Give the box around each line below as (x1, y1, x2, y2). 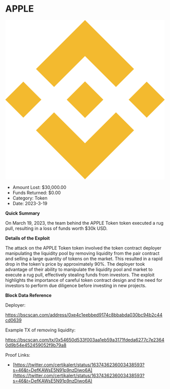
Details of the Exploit (5, 235, 50, 241)
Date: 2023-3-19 (12, 200, 48, 206)
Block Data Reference (5, 292, 52, 298)
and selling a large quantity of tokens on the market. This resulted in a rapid (5, 256, 163, 262)
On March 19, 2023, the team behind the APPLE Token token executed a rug (5, 220, 163, 226)
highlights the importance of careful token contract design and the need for (5, 277, 163, 283)
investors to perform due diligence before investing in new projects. (5, 282, 147, 288)
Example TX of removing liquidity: (5, 327, 76, 333)
